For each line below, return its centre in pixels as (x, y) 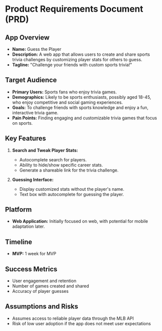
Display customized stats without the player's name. (72, 189)
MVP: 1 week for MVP (34, 254)
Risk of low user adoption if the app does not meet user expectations (81, 323)
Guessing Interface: (33, 179)
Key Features (26, 139)
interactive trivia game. (35, 112)
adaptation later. (29, 226)
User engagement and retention (44, 281)
